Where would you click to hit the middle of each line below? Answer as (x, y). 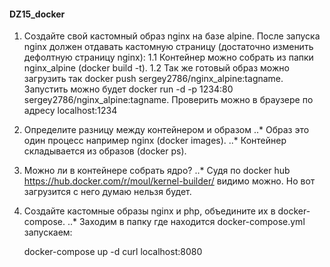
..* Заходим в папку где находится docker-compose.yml (186, 222)
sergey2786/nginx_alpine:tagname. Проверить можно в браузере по (168, 100)
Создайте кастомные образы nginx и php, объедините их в (149, 211)
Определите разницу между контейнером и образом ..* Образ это (166, 130)
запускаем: (48, 232)
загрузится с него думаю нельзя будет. (107, 192)
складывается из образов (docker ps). (105, 151)
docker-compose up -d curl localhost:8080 (113, 252)
